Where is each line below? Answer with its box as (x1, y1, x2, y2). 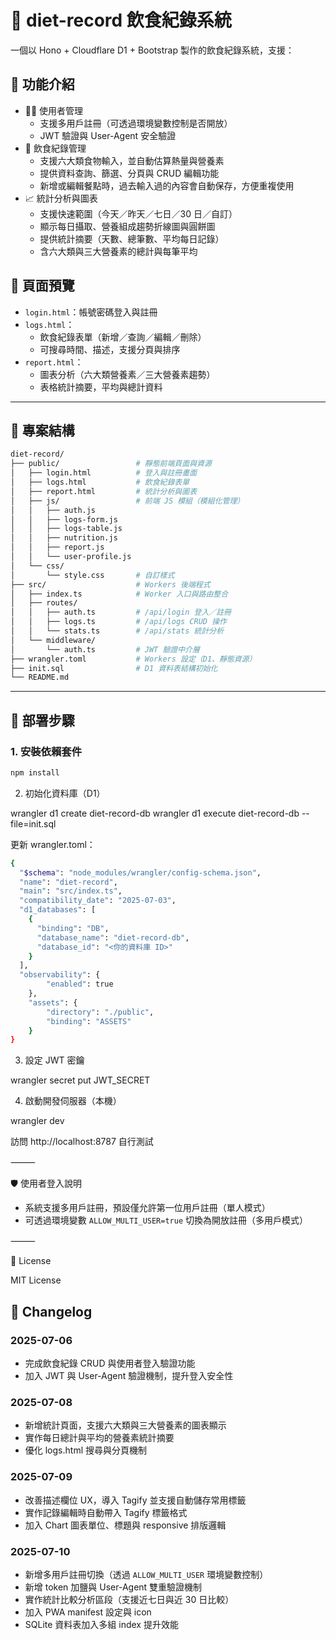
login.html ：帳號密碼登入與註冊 (24, 306, 158, 318)
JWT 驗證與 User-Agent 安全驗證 (39, 129, 177, 141)
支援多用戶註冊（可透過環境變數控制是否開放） (39, 117, 233, 129)
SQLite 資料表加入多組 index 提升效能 (24, 1618, 179, 1630)
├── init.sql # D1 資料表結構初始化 (10, 663, 218, 673)
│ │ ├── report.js (10, 542, 105, 553)
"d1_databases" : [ (19, 905, 97, 915)
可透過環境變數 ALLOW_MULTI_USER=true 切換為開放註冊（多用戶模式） (24, 1214, 309, 1226)
